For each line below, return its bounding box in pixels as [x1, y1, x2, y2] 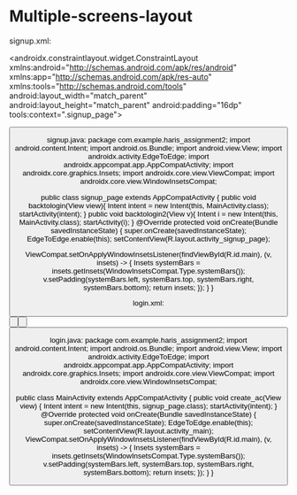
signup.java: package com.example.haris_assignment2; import [46, 135, 251, 145]
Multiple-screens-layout [9, 6, 193, 27]
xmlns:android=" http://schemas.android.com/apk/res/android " [9, 62, 237, 73]
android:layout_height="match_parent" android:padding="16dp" [9, 99, 242, 110]
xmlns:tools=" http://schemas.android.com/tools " [9, 81, 187, 91]
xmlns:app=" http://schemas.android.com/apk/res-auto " [9, 71, 212, 81]
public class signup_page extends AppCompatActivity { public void [41, 192, 256, 202]
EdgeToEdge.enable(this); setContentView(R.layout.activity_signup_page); [27, 234, 270, 244]
